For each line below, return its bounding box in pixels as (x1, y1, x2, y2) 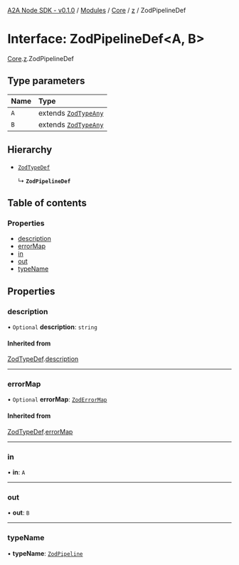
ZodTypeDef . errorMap (7, 427, 73, 436)
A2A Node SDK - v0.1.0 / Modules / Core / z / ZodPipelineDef (7, 6, 186, 14)
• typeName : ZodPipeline (7, 549, 83, 557)
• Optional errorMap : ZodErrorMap (7, 395, 107, 404)
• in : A (7, 468, 26, 476)
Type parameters (7, 75, 85, 87)
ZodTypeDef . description (7, 355, 79, 363)
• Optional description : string (7, 323, 97, 331)
